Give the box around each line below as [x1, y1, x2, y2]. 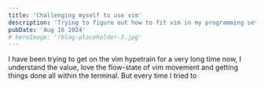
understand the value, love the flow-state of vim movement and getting [8, 63, 239, 72]
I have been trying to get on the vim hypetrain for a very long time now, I [8, 55, 242, 64]
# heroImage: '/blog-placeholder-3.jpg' [8, 33, 143, 41]
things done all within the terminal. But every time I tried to [8, 71, 197, 80]
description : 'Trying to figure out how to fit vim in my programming [8, 19, 244, 26]
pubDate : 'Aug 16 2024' [8, 26, 86, 33]
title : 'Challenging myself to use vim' [8, 11, 143, 19]
